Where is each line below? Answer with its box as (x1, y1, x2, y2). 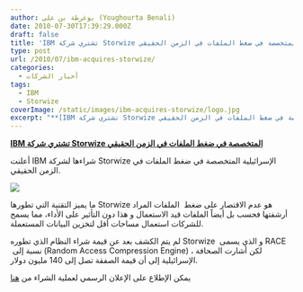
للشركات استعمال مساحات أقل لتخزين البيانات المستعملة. (10, 218, 204, 229)
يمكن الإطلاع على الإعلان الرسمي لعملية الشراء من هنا (10, 272, 192, 283)
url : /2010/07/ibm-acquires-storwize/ (10, 55, 156, 64)
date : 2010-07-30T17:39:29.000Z (10, 22, 131, 31)
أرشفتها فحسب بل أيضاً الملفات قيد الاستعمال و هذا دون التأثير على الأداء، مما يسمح (10, 208, 289, 220)
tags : (10, 80, 31, 89)
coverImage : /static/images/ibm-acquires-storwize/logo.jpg (10, 105, 241, 114)
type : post (10, 47, 51, 56)
